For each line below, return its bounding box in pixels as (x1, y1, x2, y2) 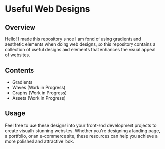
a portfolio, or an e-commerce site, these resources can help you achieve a (5, 133, 158, 139)
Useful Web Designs (5, 3, 90, 15)
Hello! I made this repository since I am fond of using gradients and (5, 36, 141, 42)
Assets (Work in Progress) (12, 95, 66, 101)
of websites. (5, 52, 31, 58)
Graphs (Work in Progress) (12, 90, 66, 96)
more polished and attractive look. (5, 138, 75, 144)
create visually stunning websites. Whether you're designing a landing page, (5, 127, 160, 134)
